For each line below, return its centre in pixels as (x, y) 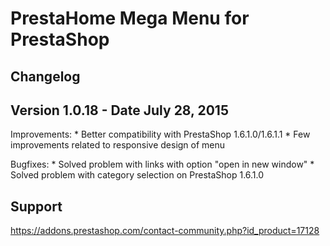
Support (36, 206)
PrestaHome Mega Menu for (130, 18)
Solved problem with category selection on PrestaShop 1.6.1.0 (137, 175)
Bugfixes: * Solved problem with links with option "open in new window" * (162, 164)
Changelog (45, 76)
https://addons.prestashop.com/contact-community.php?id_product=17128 (165, 231)
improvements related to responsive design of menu (118, 145)
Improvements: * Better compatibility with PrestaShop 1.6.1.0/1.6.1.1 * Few (160, 134)
